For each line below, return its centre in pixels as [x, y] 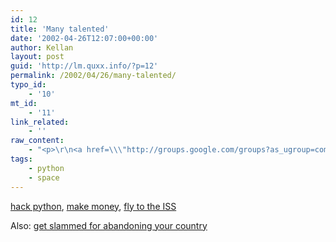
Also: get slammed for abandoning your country [109, 225]
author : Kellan [42, 47]
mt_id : [24, 103]
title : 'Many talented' [60, 29]
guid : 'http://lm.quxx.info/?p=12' [84, 66]
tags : [21, 159]
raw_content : [37, 141]
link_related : [40, 122]
